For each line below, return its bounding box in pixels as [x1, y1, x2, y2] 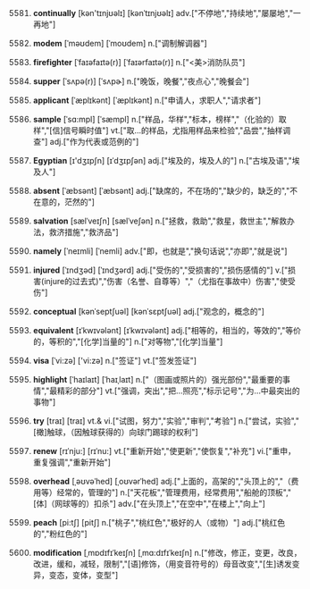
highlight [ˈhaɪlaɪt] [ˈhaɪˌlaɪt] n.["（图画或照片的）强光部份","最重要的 [32, 374, 283, 384]
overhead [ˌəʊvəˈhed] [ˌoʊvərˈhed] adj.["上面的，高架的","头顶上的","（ [32, 476, 291, 486]
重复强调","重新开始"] [32, 457, 112, 467]
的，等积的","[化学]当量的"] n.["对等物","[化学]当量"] [32, 336, 223, 347]
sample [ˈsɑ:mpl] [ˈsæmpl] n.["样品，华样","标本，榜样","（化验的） [32, 114, 279, 124]
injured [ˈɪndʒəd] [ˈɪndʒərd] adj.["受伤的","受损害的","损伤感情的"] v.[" [32, 265, 289, 275]
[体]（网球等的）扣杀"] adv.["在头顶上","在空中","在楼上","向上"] [32, 499, 265, 509]
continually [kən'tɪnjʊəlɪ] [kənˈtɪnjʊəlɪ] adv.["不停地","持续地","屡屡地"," [32, 8, 294, 18]
